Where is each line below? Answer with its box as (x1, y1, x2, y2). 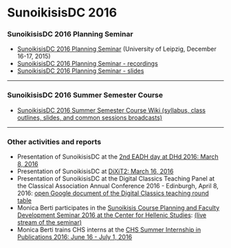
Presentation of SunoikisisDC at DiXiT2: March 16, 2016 (16, 167, 174, 176)
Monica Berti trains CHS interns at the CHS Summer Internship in (16, 225, 201, 234)
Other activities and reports (7, 137, 102, 146)
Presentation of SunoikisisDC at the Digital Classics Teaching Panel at (16, 174, 215, 183)
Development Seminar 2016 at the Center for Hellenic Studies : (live (16, 211, 207, 219)
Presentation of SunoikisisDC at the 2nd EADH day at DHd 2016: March (16, 153, 219, 161)
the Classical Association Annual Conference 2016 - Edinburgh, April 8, (16, 182, 219, 190)
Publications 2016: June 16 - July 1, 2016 (16, 233, 133, 241)
